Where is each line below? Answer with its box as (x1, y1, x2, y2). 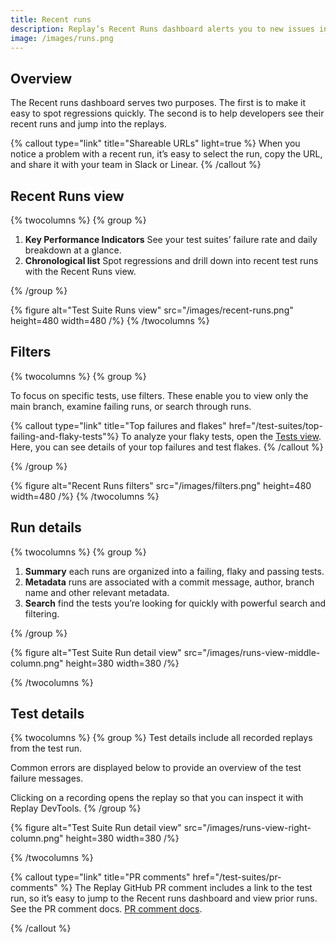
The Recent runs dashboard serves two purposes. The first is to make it (10, 97, 306, 109)
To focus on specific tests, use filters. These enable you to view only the (10, 389, 309, 401)
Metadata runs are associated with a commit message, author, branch (24, 576, 315, 588)
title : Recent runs (10, 14, 92, 25)
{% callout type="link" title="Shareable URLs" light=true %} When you (10, 137, 301, 150)
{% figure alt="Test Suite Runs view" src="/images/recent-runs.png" (10, 304, 294, 316)
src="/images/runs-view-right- (183, 822, 312, 834)
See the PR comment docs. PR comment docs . (10, 903, 203, 915)
